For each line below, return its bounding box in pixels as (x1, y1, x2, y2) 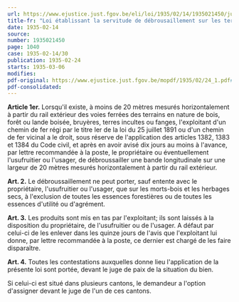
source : (7, 30, 31, 38)
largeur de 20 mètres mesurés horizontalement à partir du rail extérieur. (7, 163, 218, 172)
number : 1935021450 (7, 37, 65, 44)
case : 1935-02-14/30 (7, 51, 69, 58)
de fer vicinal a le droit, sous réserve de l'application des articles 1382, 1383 (7, 133, 230, 142)
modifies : (7, 70, 37, 77)
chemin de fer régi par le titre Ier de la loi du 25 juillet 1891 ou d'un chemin (7, 125, 224, 134)
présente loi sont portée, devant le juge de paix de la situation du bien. (7, 265, 214, 274)
